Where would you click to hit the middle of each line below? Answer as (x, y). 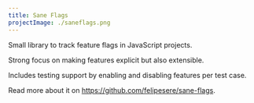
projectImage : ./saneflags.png (59, 23)
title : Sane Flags (38, 15)
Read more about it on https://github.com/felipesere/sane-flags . (112, 90)
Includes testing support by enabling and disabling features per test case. (127, 75)
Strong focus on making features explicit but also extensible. (106, 60)
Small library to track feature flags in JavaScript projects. (100, 44)
